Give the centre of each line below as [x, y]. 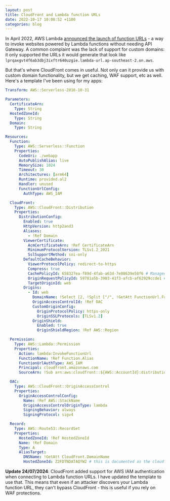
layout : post [19, 10]
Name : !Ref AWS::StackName [52, 400]
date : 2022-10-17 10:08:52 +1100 [40, 19]
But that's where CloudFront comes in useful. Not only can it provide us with [85, 70]
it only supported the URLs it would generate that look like [66, 55]
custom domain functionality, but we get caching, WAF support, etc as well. [84, 75]
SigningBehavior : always [50, 410]
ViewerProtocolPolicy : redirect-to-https [72, 264]
